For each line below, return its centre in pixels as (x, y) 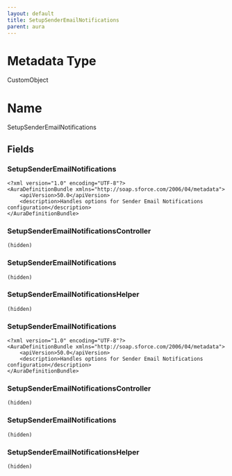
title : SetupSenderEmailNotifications (63, 20)
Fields (21, 149)
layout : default (31, 14)
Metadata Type (52, 61)
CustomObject (28, 80)
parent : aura (26, 26)
